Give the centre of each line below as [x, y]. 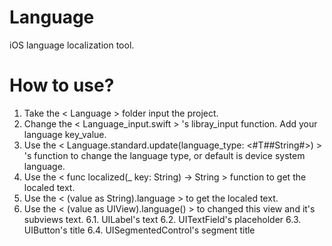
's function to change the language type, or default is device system [164, 155]
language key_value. [65, 134]
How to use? [62, 85]
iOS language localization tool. [72, 45]
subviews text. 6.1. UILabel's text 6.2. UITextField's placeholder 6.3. [162, 219]
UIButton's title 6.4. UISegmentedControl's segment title [139, 230]
